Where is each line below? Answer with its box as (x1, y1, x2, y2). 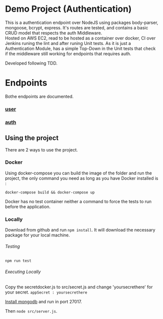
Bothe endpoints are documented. (5, 93, 74, 99)
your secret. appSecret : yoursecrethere (5, 289, 87, 295)
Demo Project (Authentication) (5, 3, 132, 15)
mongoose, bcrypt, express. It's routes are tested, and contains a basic (5, 24, 148, 30)
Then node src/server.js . (5, 308, 58, 314)
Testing (5, 243, 20, 249)
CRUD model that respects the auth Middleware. (5, 30, 102, 36)
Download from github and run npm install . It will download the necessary (5, 227, 156, 233)
